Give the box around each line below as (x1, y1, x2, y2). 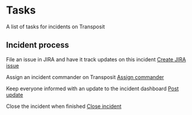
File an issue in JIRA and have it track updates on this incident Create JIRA (6, 55, 186, 63)
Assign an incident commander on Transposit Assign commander (6, 73, 164, 80)
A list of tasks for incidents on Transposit (6, 23, 105, 30)
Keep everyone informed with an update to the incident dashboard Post (6, 85, 179, 92)
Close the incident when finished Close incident (6, 103, 122, 110)
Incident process (6, 40, 69, 50)
